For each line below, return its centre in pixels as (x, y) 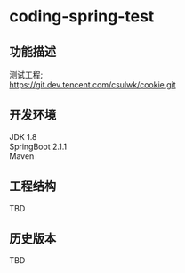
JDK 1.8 (23, 136)
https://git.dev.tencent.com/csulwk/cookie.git (92, 85)
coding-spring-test (82, 17)
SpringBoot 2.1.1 (38, 146)
